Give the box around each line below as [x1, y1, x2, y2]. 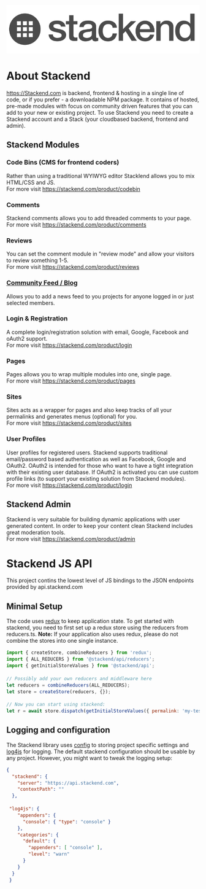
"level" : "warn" [28, 851, 70, 858]
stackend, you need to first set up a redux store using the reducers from [6, 624, 189, 631]
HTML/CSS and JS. [6, 179, 55, 186]
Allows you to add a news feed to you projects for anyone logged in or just [6, 292, 194, 300]
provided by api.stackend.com [6, 583, 83, 591]
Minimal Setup [6, 601, 63, 611]
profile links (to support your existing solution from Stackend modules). [6, 475, 186, 482]
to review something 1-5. [6, 257, 69, 264]
